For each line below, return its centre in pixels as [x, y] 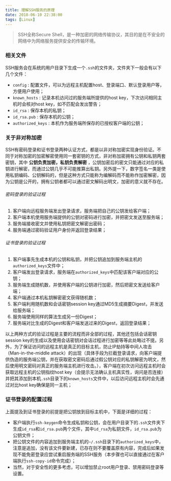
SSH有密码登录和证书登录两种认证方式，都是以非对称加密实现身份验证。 [81, 149]
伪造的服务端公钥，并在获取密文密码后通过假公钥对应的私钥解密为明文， [85, 360]
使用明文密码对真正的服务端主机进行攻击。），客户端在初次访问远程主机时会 [88, 366]
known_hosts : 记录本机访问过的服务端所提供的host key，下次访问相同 [85, 97]
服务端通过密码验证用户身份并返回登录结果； [60, 230]
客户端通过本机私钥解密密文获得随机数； [55, 298]
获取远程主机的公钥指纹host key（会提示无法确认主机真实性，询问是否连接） [85, 372]
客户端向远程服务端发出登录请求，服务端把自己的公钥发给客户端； [82, 211]
